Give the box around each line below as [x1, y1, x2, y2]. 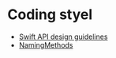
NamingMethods [18, 40, 73, 49]
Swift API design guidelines [18, 32, 108, 41]
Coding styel [7, 6, 93, 24]
